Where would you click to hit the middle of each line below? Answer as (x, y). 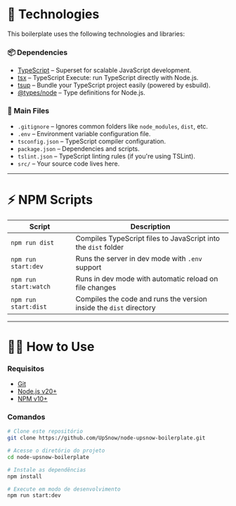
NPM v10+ (32, 399)
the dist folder (100, 247)
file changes (96, 288)
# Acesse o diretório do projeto (56, 451)
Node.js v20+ (37, 391)
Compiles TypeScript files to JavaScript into (147, 239)
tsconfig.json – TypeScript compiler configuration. (92, 141)
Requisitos (26, 368)
